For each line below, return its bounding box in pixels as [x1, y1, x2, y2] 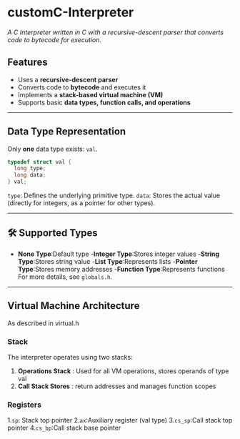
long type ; [14, 165, 46, 172]
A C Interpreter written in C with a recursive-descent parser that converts [7, 28, 224, 36]
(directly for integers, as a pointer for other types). [7, 199, 156, 207]
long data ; [14, 172, 46, 179]
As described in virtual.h [7, 319, 79, 327]
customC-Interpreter [7, 4, 134, 21]
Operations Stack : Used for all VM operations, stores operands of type [17, 366, 229, 375]
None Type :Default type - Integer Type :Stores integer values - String [17, 250, 220, 258]
